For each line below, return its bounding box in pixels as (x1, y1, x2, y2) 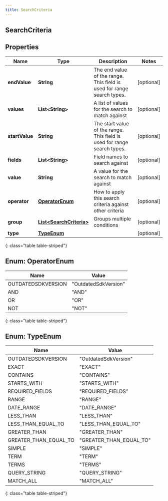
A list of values (93, 99, 128, 106)
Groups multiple (93, 215, 131, 222)
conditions (93, 221, 118, 228)
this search (93, 194, 120, 201)
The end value (93, 66, 127, 73)
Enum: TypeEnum (5, 332, 61, 341)
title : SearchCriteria (5, 7, 52, 13)
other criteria (93, 207, 124, 214)
